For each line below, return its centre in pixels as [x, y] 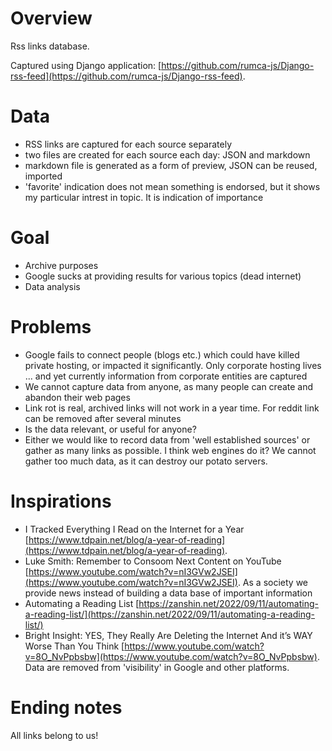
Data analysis [52, 286]
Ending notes [66, 707]
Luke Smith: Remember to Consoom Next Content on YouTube [153, 561]
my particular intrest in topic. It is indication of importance [144, 197]
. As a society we [273, 582]
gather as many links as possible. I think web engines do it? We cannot [170, 450]
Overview [51, 18]
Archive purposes [61, 265]
